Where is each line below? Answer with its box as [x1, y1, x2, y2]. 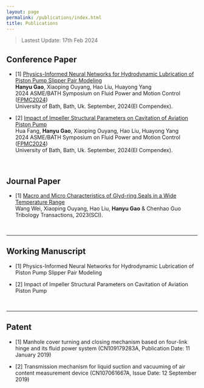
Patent [6, 322, 32, 332]
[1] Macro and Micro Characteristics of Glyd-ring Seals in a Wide [15, 192, 177, 199]
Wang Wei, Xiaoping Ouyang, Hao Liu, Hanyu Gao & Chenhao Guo [15, 205, 181, 212]
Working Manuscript [6, 246, 86, 256]
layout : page [6, 8, 39, 15]
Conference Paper [6, 54, 77, 64]
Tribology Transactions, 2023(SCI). [15, 212, 103, 218]
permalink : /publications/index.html [6, 15, 102, 21]
